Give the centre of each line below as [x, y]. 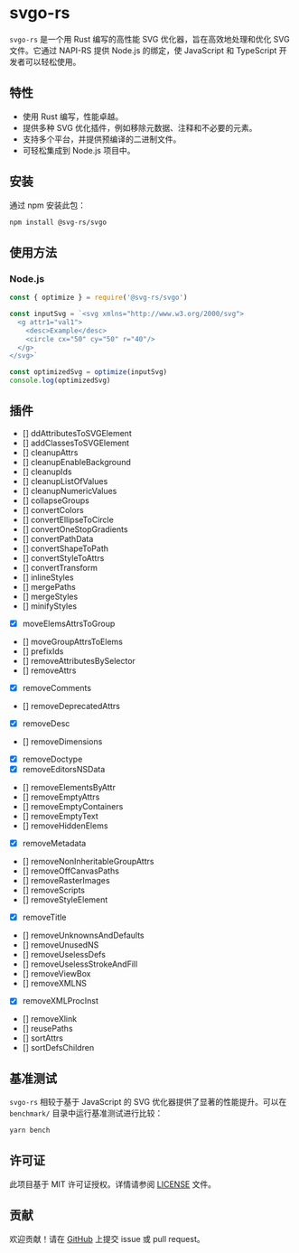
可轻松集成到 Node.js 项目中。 [79, 150]
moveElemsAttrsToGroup [69, 623]
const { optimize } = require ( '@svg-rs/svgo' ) [98, 298]
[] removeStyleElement [65, 900]
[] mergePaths [49, 586]
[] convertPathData [58, 538]
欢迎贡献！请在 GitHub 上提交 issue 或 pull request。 [107, 1239]
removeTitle [44, 917]
